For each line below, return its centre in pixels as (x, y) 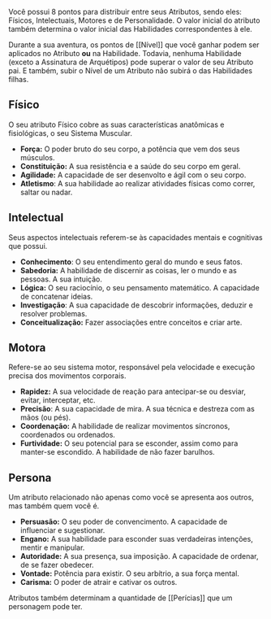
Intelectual (36, 218)
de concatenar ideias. (56, 296)
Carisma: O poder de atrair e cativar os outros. (99, 582)
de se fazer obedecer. (57, 565)
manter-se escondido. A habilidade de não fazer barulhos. (117, 452)
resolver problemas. (54, 313)
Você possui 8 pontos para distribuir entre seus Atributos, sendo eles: (125, 12)
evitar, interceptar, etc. (58, 400)
